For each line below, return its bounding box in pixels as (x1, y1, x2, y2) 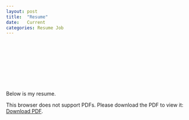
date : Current (6, 19, 45, 25)
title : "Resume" (6, 14, 48, 20)
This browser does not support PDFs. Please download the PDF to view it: (6, 101, 184, 108)
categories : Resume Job (6, 24, 64, 31)
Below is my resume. (6, 90, 57, 97)
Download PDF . (6, 108, 44, 115)
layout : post (6, 8, 38, 15)
